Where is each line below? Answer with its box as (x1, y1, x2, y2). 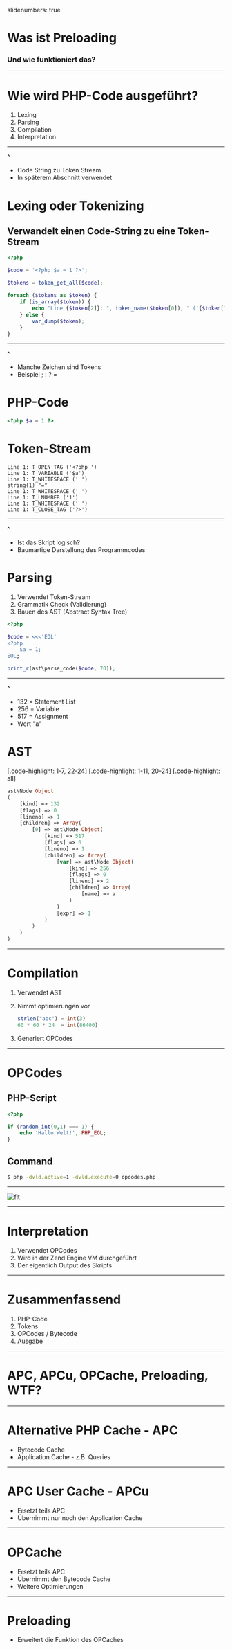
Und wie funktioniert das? (7, 55, 96, 64)
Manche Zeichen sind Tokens (17, 363, 101, 371)
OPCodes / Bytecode (17, 1329, 78, 1337)
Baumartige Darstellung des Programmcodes (17, 545, 146, 553)
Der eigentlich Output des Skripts (17, 1260, 113, 1269)
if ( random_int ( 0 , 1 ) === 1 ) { (7, 1123, 95, 1130)
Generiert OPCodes (17, 1034, 74, 1042)
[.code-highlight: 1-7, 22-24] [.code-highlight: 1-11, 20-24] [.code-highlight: (7, 767, 221, 775)
